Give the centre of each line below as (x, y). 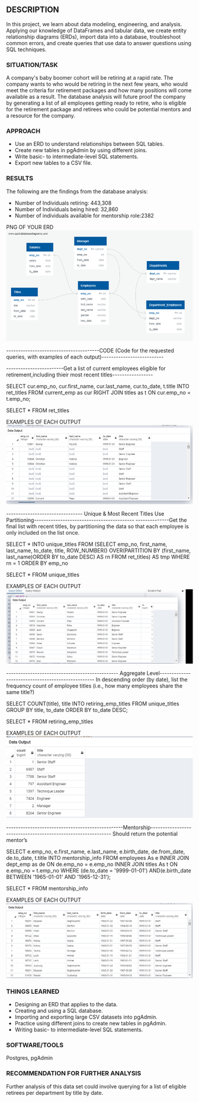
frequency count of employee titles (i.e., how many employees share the (94, 686)
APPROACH (23, 131)
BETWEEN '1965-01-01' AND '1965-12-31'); (58, 877)
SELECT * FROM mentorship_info (47, 888)
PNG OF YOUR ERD (30, 227)
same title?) (20, 692)
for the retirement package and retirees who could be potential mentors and (99, 109)
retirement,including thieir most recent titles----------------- (80, 375)
